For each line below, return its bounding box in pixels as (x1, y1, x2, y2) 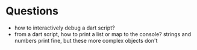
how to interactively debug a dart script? (14, 24, 115, 31)
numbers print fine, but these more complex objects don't (14, 37, 158, 44)
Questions (5, 4, 58, 18)
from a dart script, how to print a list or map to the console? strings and (14, 30, 192, 37)
